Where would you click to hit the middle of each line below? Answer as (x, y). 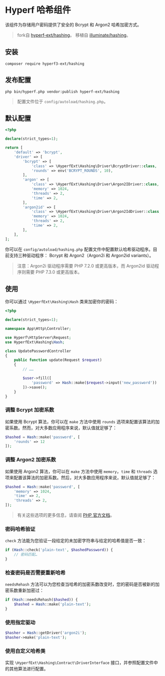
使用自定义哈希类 (25, 651)
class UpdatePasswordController (38, 351)
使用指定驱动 (20, 622)
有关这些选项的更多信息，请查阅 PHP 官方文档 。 (66, 515)
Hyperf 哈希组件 (38, 10)
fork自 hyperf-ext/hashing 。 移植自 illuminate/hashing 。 (74, 35)
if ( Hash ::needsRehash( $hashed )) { (41, 600)
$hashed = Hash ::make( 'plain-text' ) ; (53, 604)
